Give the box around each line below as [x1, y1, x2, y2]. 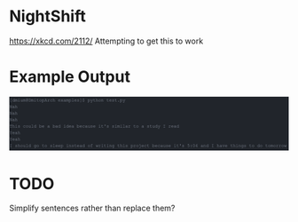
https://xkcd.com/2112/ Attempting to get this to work [9, 36, 204, 46]
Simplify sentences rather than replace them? [9, 202, 176, 214]
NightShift [9, 6, 86, 27]
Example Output [9, 67, 131, 87]
